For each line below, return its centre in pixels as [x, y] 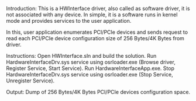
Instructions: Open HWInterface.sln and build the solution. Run [81, 56]
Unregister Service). [30, 81]
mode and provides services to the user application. [69, 21]
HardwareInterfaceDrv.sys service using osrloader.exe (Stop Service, [90, 74]
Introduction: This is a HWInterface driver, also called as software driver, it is [98, 8]
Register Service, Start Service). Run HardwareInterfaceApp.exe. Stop [90, 68]
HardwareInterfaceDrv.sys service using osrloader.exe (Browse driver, [91, 62]
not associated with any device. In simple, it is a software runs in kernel [92, 15]
